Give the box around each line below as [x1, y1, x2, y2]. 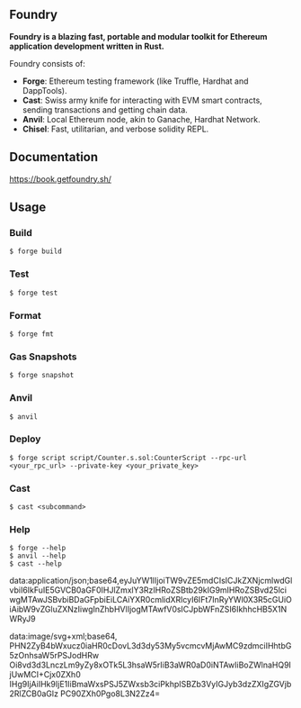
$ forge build [9, 247, 63, 256]
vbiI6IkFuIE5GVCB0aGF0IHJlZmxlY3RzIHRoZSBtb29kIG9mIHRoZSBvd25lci [9, 585, 288, 595]
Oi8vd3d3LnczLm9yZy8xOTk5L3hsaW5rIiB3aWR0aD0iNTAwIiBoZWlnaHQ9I [9, 659, 292, 670]
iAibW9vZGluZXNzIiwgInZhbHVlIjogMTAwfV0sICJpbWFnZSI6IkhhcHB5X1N [9, 604, 288, 615]
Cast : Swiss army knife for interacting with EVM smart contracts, [22, 95, 262, 105]
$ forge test [9, 288, 58, 297]
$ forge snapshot [9, 371, 75, 380]
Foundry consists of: [9, 58, 85, 68]
